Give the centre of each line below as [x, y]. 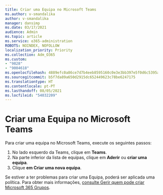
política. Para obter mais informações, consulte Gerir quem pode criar [75, 182]
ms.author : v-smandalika [30, 14]
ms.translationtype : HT [29, 81]
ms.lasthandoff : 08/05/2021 [33, 91]
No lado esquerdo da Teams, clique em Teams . [59, 152]
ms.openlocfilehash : [26, 73]
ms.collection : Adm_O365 [30, 55]
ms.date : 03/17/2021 [26, 28]
